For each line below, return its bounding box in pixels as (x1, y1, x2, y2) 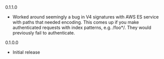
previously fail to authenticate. (12, 30, 75, 35)
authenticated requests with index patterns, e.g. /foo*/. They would (12, 24, 151, 30)
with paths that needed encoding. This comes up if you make (12, 19, 139, 25)
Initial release (12, 49, 40, 55)
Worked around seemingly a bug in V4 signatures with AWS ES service (12, 14, 159, 19)
